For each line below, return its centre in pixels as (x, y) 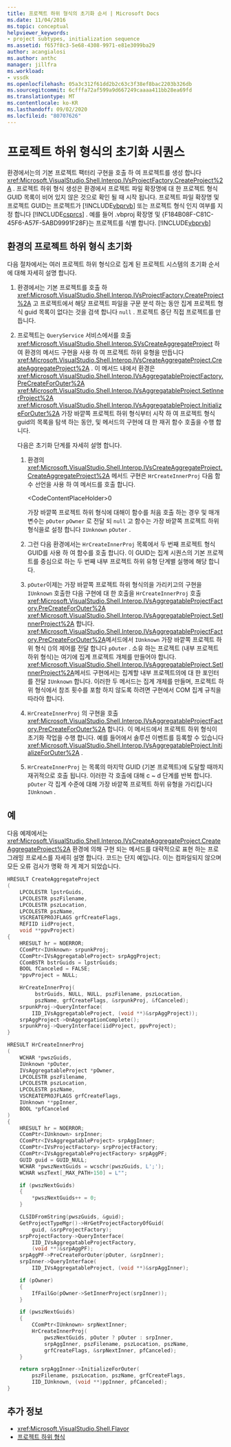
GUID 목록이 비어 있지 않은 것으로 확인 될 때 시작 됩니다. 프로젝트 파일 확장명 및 (113, 197)
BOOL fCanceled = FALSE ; (55, 969)
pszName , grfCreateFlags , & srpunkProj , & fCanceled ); (112, 1000)
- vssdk (18, 77)
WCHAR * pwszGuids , (46, 1058)
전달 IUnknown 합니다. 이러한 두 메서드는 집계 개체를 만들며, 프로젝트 (126, 681)
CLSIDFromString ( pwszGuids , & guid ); (72, 1217)
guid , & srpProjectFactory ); (72, 1230)
